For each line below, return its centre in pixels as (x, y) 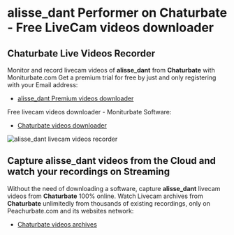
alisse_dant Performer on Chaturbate (117, 13)
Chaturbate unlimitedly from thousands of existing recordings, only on (109, 203)
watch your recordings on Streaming (88, 172)
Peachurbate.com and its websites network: (71, 211)
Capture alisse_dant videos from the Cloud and (112, 161)
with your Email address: (43, 85)
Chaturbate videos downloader (62, 126)
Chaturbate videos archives (57, 224)
